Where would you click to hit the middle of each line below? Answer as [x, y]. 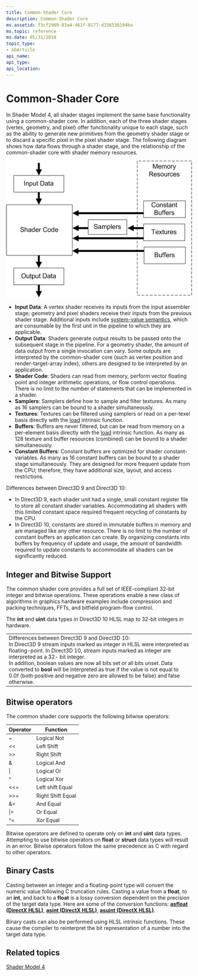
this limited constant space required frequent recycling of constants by [101, 512]
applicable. [28, 332]
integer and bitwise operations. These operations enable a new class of [93, 595]
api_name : [18, 56]
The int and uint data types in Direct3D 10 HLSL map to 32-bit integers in [95, 619]
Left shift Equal [54, 787]
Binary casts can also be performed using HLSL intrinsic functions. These [95, 922]
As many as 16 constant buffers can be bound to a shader [110, 458]
